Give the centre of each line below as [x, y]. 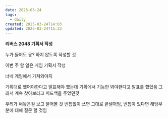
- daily [18, 19]
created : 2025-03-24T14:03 [34, 24]
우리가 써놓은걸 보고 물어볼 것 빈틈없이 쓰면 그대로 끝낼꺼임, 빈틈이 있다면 [77, 104]
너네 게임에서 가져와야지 [29, 76]
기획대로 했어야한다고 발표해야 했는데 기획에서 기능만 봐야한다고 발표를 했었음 [81, 87]
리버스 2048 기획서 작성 [29, 44]
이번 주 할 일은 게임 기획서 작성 [36, 65]
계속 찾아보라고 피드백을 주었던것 [47, 93]
